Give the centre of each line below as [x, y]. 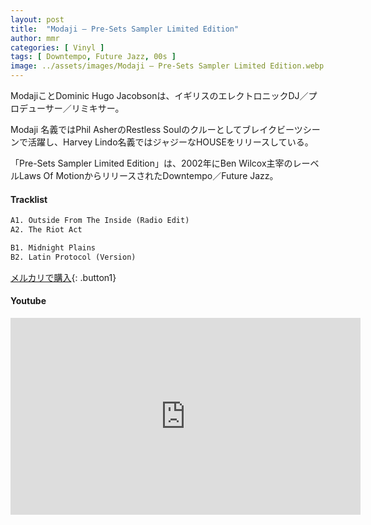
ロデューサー [36, 108]
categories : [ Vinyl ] [57, 47]
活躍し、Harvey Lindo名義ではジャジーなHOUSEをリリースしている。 [170, 142]
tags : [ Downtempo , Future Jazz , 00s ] [93, 57]
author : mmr [35, 38]
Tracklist [29, 199]
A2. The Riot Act [46, 230]
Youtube [28, 301]
